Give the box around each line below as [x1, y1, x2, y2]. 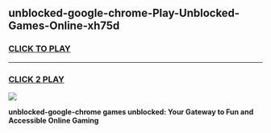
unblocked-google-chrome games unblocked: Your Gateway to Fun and [8, 106, 254, 116]
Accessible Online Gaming [8, 115, 99, 125]
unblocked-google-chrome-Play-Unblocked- [8, 6, 240, 20]
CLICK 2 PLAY [8, 73, 65, 85]
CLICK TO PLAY [8, 44, 71, 55]
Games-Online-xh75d [8, 19, 120, 33]
